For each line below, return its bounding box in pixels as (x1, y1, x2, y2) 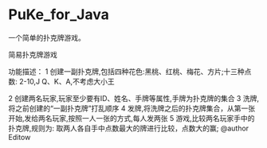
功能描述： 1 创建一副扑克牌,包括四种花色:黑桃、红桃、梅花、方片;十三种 (8, 66, 245, 76)
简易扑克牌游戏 (8, 49, 57, 59)
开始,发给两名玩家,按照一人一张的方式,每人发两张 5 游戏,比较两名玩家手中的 (8, 113, 255, 123)
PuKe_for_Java (8, 6, 109, 24)
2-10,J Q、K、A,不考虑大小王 (18, 76, 115, 86)
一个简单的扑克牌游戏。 (8, 33, 85, 42)
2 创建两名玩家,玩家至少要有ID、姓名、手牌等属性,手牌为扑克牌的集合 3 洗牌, (8, 93, 259, 103)
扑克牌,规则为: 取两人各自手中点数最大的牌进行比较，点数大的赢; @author (8, 123, 249, 133)
